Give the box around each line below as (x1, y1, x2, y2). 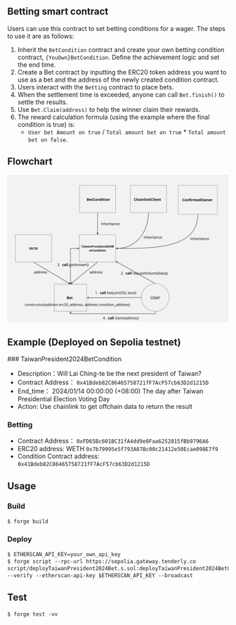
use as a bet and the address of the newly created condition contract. (17, 75, 220, 84)
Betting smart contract (7, 6, 109, 18)
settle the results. (17, 98, 68, 106)
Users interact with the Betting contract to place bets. (17, 82, 174, 91)
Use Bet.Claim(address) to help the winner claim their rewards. (17, 105, 201, 113)
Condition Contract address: (17, 452, 100, 460)
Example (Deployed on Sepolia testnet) (7, 336, 181, 348)
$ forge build (7, 518, 49, 525)
